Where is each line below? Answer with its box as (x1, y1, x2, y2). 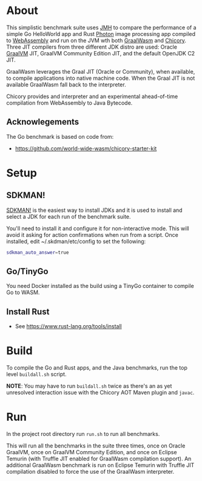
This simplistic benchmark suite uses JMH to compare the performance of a (6, 24, 197, 31)
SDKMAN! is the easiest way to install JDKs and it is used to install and (6, 206, 183, 214)
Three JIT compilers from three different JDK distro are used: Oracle (6, 43, 178, 51)
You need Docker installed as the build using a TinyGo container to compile (6, 283, 194, 290)
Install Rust (6, 306, 50, 317)
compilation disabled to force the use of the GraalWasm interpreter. (6, 468, 175, 476)
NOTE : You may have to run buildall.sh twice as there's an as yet (6, 382, 172, 390)
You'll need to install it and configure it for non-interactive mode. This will (6, 225, 189, 232)
